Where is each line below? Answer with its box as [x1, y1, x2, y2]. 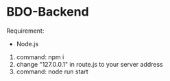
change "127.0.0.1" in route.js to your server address [16, 60, 164, 68]
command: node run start [16, 67, 88, 76]
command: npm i [16, 52, 64, 61]
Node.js [16, 39, 39, 48]
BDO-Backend [6, 4, 90, 20]
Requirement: [6, 27, 45, 35]
